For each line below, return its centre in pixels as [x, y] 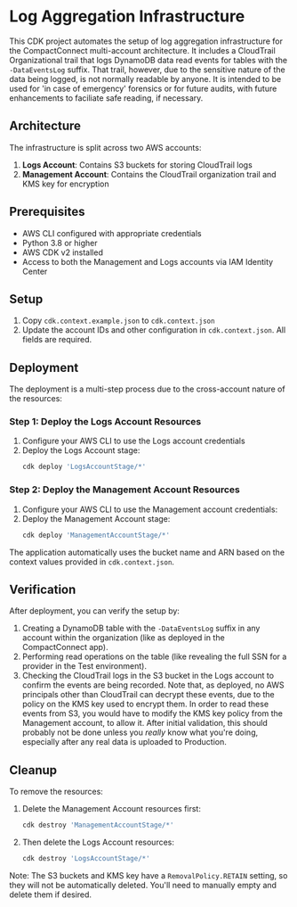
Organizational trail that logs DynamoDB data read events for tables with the [148, 60]
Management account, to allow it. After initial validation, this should [145, 723]
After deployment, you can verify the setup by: [95, 611]
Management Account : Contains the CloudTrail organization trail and [149, 174]
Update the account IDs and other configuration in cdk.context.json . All [154, 330]
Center [35, 271]
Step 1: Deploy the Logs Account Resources [105, 422]
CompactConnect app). [65, 647]
